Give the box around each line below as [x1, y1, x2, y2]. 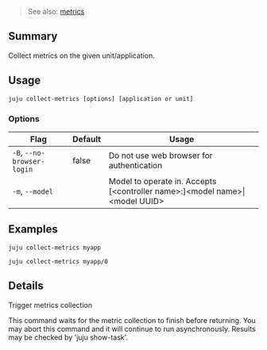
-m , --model [12, 186, 54, 197]
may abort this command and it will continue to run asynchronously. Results [8, 324, 256, 333]
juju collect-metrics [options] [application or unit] [8, 94, 194, 102]
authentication [108, 160, 163, 171]
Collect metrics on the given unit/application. [8, 51, 155, 60]
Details [8, 279, 44, 293]
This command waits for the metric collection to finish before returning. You [8, 315, 256, 325]
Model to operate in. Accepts [108, 175, 217, 187]
